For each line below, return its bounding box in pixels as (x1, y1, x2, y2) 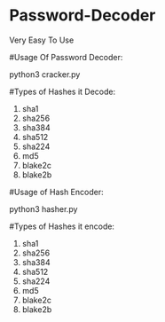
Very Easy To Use (9, 35, 75, 45)
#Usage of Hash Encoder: (9, 186, 104, 197)
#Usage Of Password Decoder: (9, 51, 123, 62)
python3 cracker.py (9, 68, 81, 80)
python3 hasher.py (9, 203, 78, 214)
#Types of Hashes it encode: (9, 221, 115, 232)
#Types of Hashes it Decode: (9, 86, 116, 97)
